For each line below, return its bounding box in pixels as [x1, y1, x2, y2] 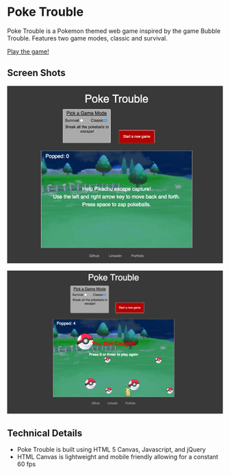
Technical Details [7, 427, 83, 439]
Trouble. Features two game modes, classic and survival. [7, 34, 168, 42]
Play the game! [7, 47, 49, 56]
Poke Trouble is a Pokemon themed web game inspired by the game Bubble [7, 27, 221, 35]
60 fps [16, 460, 36, 468]
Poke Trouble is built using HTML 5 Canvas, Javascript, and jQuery [16, 446, 206, 454]
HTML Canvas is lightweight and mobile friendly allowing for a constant [16, 453, 219, 461]
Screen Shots [7, 67, 66, 79]
